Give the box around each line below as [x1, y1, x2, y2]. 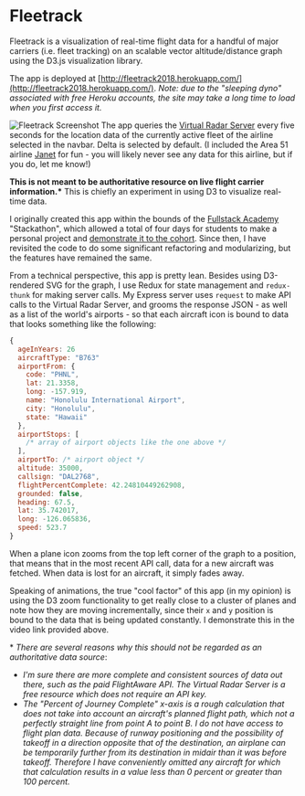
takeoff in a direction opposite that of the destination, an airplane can [22, 737, 286, 748]
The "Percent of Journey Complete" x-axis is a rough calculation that [22, 698, 285, 709]
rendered [9, 280, 44, 291]
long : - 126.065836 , [17, 515, 92, 524]
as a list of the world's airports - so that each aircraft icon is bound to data [9, 308, 289, 320]
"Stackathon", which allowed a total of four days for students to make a [9, 223, 278, 234]
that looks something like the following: [9, 318, 157, 329]
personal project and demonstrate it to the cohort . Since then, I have [9, 232, 267, 243]
